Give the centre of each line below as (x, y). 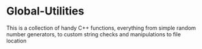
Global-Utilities (45, 11)
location (16, 41)
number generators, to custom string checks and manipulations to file (94, 34)
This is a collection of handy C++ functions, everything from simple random (101, 28)
